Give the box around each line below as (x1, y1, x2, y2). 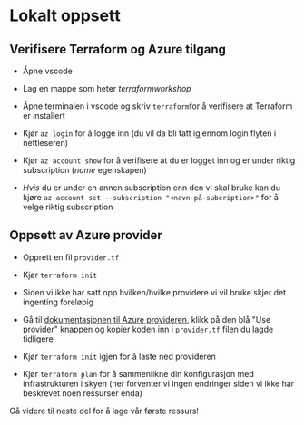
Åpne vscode (22, 65, 73, 76)
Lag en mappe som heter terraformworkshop (22, 83, 192, 93)
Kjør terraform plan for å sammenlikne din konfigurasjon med (22, 368, 254, 379)
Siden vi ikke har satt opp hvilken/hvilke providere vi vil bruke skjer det (22, 286, 287, 297)
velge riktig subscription (22, 201, 113, 212)
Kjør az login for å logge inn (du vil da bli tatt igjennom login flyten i (22, 128, 277, 139)
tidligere (22, 333, 54, 344)
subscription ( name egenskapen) (22, 165, 147, 175)
